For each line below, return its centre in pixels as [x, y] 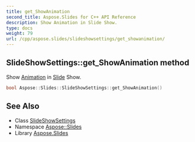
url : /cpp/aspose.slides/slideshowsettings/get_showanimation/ [86, 39]
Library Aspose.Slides [41, 133]
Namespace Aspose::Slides [48, 127]
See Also [23, 106]
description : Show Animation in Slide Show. [62, 22]
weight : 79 [19, 34]
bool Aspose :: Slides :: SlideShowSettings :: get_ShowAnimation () [84, 88]
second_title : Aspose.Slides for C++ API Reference [71, 17]
